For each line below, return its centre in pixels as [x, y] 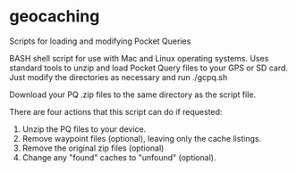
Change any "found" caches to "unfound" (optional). [119, 157]
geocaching [55, 16]
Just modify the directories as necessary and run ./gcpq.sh [119, 77]
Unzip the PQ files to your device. [84, 129]
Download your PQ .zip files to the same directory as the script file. [133, 94]
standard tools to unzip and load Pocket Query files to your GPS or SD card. [149, 68]
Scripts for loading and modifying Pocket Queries [100, 41]
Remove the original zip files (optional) [93, 148]
